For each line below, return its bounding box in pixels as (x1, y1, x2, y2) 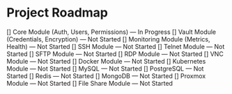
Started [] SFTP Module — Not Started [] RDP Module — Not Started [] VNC (6, 50, 224, 58)
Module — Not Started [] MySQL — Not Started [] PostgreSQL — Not (6, 64, 204, 73)
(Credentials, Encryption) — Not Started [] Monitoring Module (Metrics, (6, 35, 210, 43)
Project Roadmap (6, 5, 109, 21)
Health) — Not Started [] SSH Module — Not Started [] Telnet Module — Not (6, 42, 225, 50)
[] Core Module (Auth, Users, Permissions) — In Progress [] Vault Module (6, 28, 217, 36)
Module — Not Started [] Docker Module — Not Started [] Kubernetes (6, 57, 206, 65)
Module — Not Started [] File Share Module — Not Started (6, 79, 173, 87)
